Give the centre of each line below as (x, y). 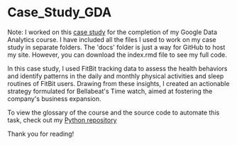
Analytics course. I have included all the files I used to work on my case (112, 39)
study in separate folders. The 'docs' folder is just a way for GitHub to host (116, 47)
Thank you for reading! (41, 134)
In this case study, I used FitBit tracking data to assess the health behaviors (118, 68)
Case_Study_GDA (60, 12)
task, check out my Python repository (62, 120)
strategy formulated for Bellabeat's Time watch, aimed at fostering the (110, 91)
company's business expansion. (54, 98)
